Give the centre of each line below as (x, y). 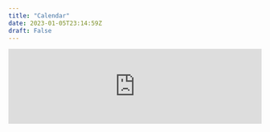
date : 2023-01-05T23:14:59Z (55, 23)
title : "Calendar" (39, 16)
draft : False (30, 30)
